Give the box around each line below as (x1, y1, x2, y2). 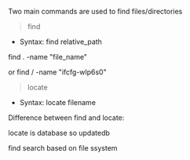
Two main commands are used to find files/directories (8, 7, 183, 16)
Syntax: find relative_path (19, 37, 102, 46)
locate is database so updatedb (8, 129, 110, 137)
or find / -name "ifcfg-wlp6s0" (8, 67, 108, 77)
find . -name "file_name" (8, 53, 88, 61)
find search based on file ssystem (8, 144, 118, 152)
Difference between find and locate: (8, 113, 125, 122)
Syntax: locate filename (19, 98, 97, 107)
